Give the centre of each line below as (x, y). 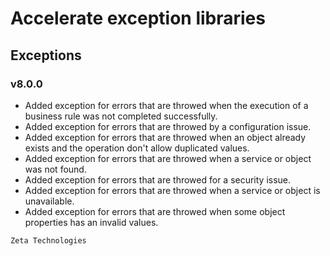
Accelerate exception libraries (138, 18)
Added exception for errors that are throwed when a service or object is (172, 190)
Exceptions (46, 55)
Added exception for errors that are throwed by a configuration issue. (168, 126)
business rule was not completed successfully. (121, 116)
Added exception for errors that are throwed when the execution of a (166, 105)
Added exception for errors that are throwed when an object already (165, 137)
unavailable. (49, 201)
